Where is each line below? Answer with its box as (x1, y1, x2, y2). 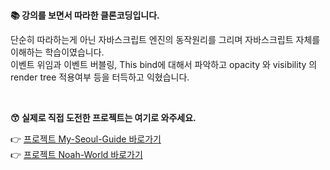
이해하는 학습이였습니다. (10, 46, 105, 58)
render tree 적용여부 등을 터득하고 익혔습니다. (10, 71, 190, 83)
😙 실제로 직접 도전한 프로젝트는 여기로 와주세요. (10, 112, 197, 123)
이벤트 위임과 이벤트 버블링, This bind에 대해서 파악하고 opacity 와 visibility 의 (10, 59, 318, 70)
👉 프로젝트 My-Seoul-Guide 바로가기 (10, 133, 162, 145)
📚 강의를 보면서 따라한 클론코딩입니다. (10, 9, 160, 21)
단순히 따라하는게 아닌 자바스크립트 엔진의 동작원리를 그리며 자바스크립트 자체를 (10, 34, 321, 45)
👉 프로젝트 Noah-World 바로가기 (10, 149, 143, 160)
